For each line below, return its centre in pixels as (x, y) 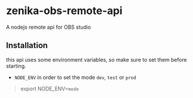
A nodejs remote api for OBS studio (49, 27)
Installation (27, 45)
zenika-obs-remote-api (64, 11)
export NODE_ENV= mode (49, 89)
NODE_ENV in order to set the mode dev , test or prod (75, 77)
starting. (16, 66)
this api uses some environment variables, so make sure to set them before (96, 59)
